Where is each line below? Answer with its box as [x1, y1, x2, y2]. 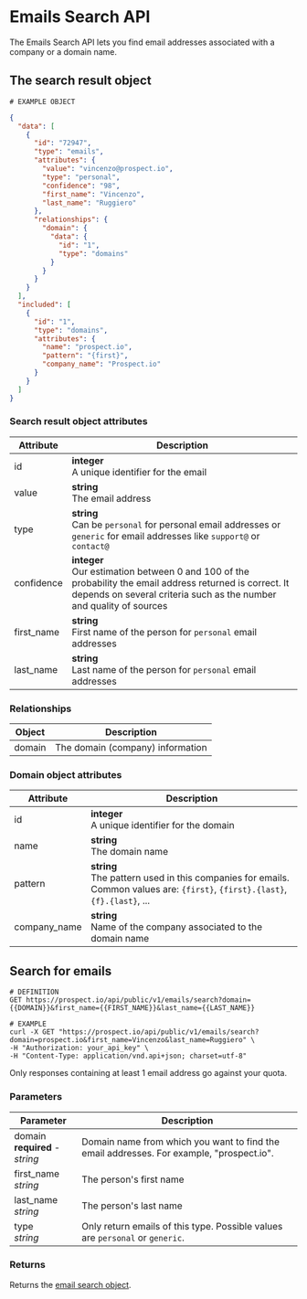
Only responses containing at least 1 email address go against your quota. [9, 1068, 288, 1079]
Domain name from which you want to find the [81, 1135, 281, 1148]
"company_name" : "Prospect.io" [42, 359, 162, 369]
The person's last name [81, 1199, 183, 1212]
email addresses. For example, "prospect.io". [81, 1146, 274, 1159]
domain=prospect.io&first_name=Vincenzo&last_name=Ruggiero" [9, 1036, 248, 1045]
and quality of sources [71, 599, 168, 612]
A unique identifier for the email [71, 465, 207, 478]
